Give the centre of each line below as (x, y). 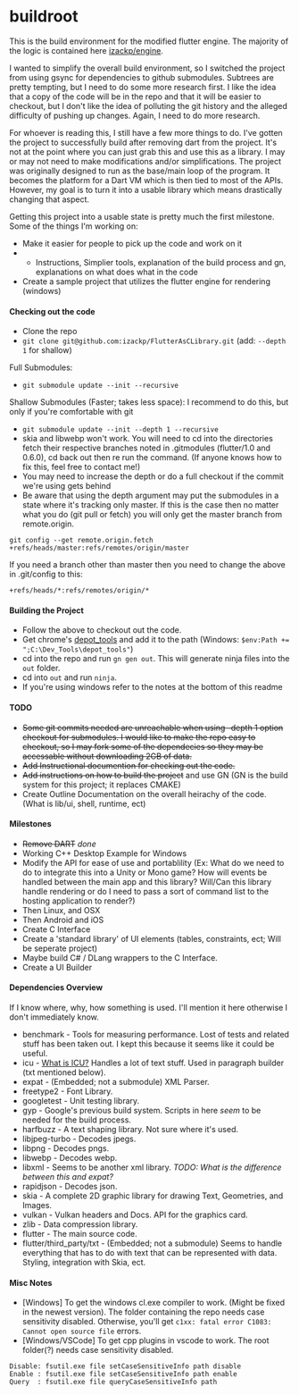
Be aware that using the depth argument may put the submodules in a (150, 496)
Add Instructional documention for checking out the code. (129, 765)
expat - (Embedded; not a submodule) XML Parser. (116, 1081)
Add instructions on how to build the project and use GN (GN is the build (155, 775)
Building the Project (47, 610)
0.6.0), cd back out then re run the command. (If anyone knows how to (152, 458)
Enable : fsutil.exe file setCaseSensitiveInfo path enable (124, 1374)
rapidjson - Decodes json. (70, 1186)
